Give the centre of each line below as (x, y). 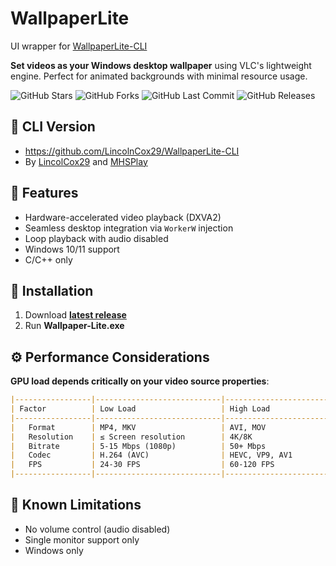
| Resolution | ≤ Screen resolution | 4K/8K (131, 437)
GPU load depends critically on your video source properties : (140, 381)
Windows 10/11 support (72, 249)
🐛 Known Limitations (76, 505)
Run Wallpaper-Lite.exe (74, 326)
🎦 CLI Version (53, 127)
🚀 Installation (52, 290)
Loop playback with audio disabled (96, 238)
